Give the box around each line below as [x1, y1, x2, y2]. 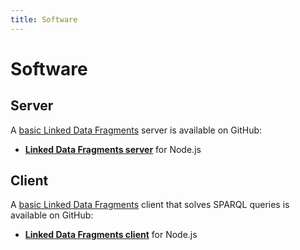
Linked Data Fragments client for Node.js [24, 229, 198, 241]
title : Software [10, 14, 78, 25]
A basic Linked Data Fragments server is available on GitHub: [10, 124, 263, 136]
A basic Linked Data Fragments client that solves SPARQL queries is [10, 199, 290, 211]
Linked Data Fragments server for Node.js [24, 143, 202, 155]
